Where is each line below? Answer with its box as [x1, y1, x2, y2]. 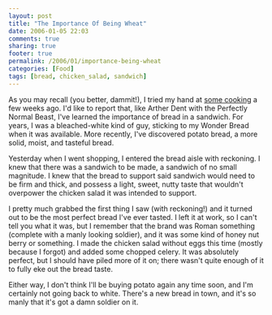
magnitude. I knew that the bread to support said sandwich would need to [8, 170, 256, 180]
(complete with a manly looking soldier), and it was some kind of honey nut [8, 229, 260, 239]
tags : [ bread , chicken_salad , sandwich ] [8, 72, 148, 80]
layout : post [8, 11, 53, 20]
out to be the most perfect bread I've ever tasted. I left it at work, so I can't [8, 212, 257, 222]
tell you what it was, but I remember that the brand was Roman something [8, 221, 256, 231]
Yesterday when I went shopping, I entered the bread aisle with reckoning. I [8, 153, 261, 163]
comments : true [8, 34, 60, 43]
